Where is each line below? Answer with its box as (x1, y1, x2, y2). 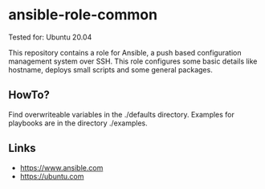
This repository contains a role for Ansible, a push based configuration (8, 47, 242, 57)
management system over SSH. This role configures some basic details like (8, 56, 258, 66)
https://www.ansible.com (19, 162, 104, 172)
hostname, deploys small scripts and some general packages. (8, 64, 213, 74)
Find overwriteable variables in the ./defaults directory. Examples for (8, 109, 235, 119)
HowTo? (8, 88, 51, 102)
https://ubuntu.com (19, 171, 84, 181)
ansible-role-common (8, 6, 158, 24)
